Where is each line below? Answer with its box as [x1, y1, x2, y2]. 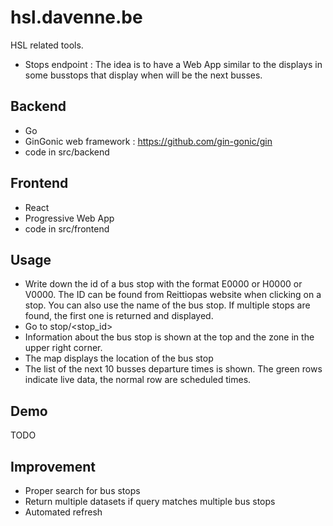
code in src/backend [24, 146, 110, 158]
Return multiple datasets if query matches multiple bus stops [24, 496, 276, 507]
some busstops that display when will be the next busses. [24, 69, 263, 81]
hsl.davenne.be [10, 6, 143, 29]
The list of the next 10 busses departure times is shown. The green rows [24, 363, 323, 375]
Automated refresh [24, 506, 103, 518]
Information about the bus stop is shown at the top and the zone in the [24, 331, 315, 343]
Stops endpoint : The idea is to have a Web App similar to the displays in [24, 58, 323, 70]
